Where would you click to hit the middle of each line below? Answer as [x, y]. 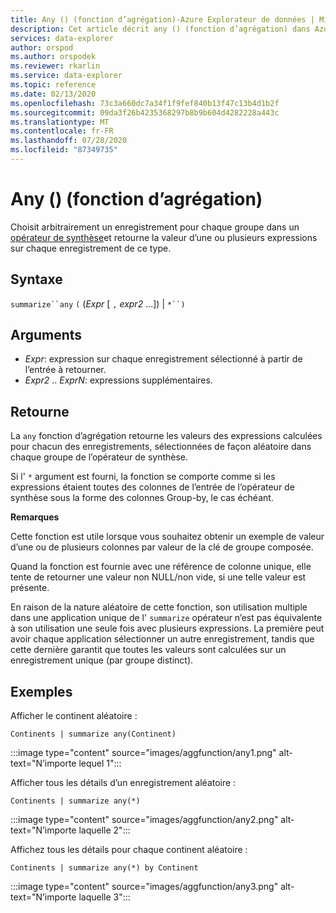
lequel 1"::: [100, 763]
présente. [30, 588]
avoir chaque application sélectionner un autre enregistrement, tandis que [162, 639]
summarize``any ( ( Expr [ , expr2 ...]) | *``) [98, 303]
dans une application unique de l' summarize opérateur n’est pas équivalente [166, 618]
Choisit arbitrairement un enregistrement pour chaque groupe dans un [155, 227]
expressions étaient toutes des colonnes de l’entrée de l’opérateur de [152, 487]
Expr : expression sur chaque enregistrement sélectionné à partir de [163, 359]
